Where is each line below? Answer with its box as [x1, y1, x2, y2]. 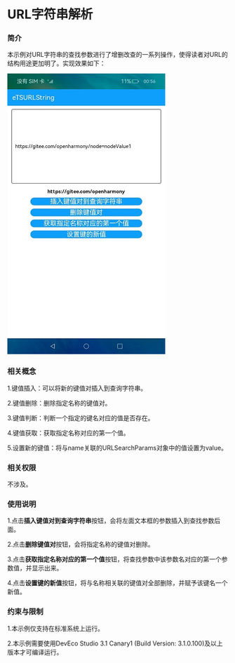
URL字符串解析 [7, 6, 93, 22]
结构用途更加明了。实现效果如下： [7, 59, 106, 67]
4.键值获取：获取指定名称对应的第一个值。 [7, 429, 130, 437]
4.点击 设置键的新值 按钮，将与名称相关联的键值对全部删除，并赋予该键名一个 [7, 579, 228, 587]
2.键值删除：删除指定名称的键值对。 [7, 399, 112, 407]
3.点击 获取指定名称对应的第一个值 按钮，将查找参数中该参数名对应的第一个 [7, 555, 222, 563]
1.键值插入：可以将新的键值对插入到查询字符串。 [7, 384, 147, 392]
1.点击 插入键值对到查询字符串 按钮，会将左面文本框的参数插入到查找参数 [7, 516, 215, 525]
